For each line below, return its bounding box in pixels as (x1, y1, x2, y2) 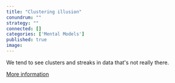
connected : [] (6, 25, 42, 32)
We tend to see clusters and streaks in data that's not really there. (6, 58, 170, 66)
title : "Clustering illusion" (6, 8, 82, 15)
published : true (6, 37, 47, 43)
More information (6, 70, 49, 78)
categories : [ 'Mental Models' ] (6, 31, 85, 37)
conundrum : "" (6, 14, 42, 20)
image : (6, 43, 23, 49)
